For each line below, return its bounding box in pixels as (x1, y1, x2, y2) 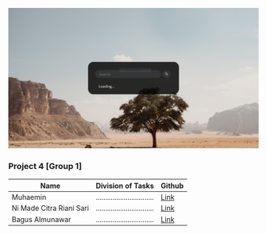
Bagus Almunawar (11, 214, 72, 224)
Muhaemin (11, 193, 47, 202)
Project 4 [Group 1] (8, 160, 82, 171)
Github (161, 181, 184, 190)
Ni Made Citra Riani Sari (11, 203, 90, 213)
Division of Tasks (95, 181, 155, 190)
